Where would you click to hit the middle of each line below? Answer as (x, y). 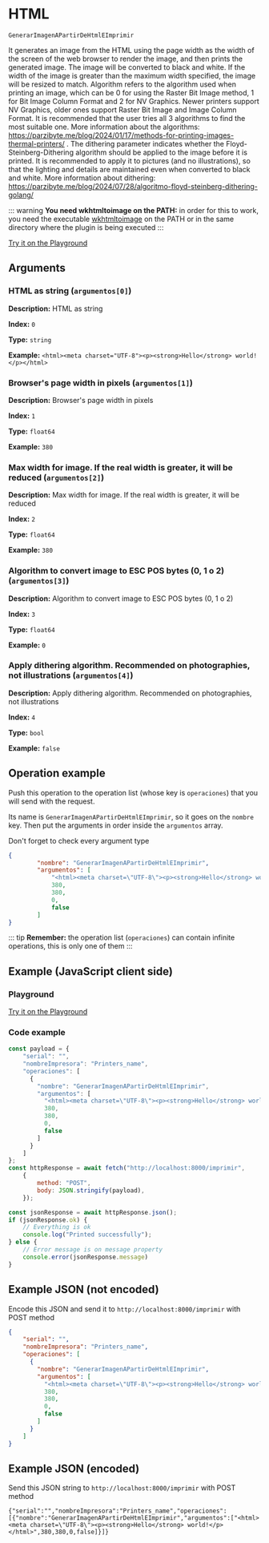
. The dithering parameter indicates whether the (145, 143)
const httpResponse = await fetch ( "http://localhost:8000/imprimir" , (127, 1168)
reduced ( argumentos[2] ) (56, 477)
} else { (23, 1243)
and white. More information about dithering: (82, 178)
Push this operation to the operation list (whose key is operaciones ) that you (133, 792)
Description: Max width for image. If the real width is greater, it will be (124, 495)
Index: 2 (22, 519)
